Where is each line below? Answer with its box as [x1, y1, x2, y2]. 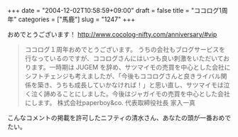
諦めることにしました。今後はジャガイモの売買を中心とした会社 [43, 89, 231, 98]
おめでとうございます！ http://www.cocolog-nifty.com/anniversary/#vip [7, 31, 217, 38]
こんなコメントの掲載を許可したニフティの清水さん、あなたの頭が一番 [7, 114, 213, 122]
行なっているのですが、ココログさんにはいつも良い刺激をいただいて [24, 54, 224, 62]
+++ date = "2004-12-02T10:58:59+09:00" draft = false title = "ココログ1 [7, 6, 222, 14]
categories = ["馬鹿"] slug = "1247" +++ [18, 15, 136, 23]
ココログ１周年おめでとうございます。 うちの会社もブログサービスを [24, 45, 226, 53]
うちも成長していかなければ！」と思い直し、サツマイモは [55, 81, 224, 89]
